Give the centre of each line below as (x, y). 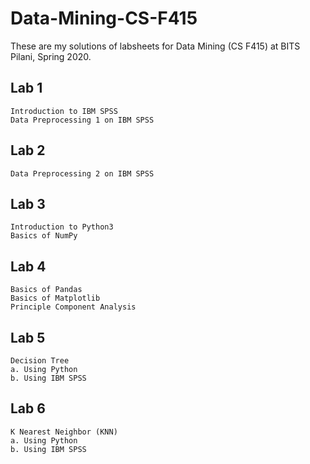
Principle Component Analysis (73, 307)
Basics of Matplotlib (55, 298)
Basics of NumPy (44, 236)
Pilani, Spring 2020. (51, 56)
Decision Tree (40, 361)
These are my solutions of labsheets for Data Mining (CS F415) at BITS (155, 46)
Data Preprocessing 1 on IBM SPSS (82, 120)
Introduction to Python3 (62, 227)
